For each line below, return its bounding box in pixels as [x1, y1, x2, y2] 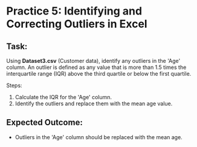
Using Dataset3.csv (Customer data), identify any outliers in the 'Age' [6, 57, 181, 64]
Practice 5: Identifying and [6, 4, 143, 18]
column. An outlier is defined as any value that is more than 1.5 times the [6, 64, 187, 71]
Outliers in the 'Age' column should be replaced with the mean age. [15, 133, 182, 140]
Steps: [6, 82, 22, 89]
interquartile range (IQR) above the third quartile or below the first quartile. [6, 70, 192, 77]
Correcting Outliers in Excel [6, 17, 147, 31]
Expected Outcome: [6, 117, 83, 128]
